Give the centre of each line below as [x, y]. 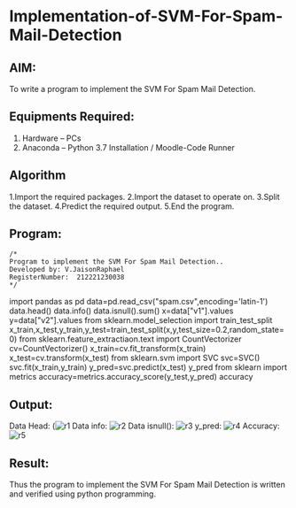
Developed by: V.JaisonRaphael [67, 270]
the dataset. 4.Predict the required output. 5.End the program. [122, 206]
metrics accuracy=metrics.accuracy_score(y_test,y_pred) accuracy [131, 377]
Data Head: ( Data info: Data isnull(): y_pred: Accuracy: [144, 426]
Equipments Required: [72, 117]
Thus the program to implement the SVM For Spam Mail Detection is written [147, 485]
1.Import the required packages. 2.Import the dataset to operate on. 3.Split [145, 196]
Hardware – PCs [51, 138]
